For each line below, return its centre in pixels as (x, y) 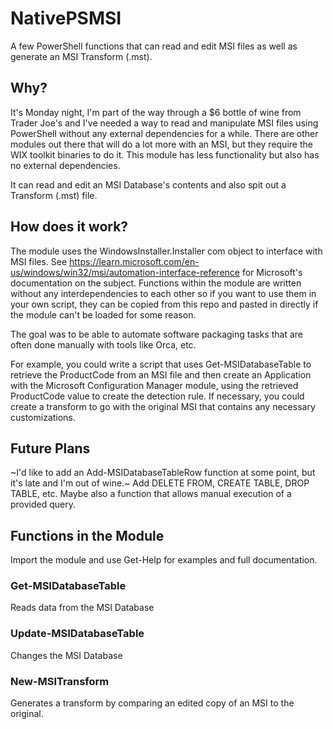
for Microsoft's (272, 272)
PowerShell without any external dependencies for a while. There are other (164, 133)
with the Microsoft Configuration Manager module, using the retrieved (154, 385)
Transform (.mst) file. (54, 195)
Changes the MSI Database (66, 655)
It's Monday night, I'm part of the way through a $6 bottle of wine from (156, 112)
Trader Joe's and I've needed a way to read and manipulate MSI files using (164, 123)
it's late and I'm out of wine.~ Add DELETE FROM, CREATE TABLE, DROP (160, 483)
